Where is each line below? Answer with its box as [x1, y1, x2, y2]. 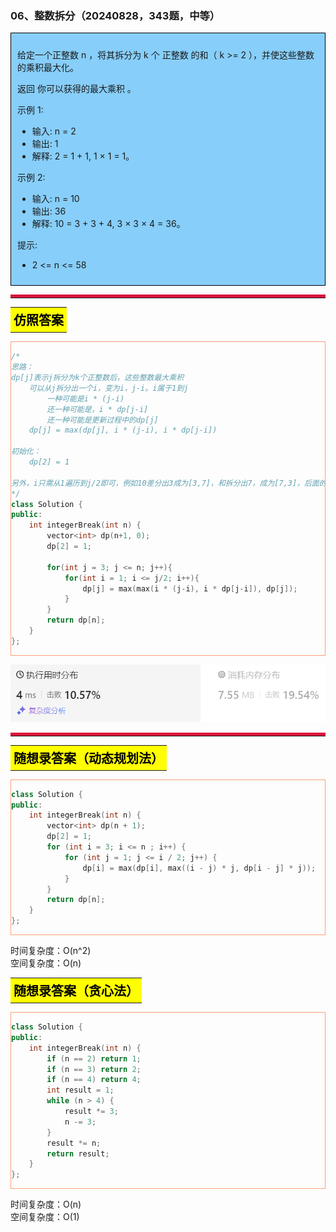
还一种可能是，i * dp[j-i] [46, 404, 149, 414]
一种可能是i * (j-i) [46, 393, 125, 404]
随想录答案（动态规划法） [13, 750, 164, 767]
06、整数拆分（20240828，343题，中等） [10, 8, 221, 22]
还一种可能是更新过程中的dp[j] [46, 415, 159, 425]
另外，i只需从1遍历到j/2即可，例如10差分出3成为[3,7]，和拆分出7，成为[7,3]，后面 [11, 478, 320, 488]
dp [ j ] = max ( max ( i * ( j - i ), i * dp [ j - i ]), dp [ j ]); [82, 583, 298, 594]
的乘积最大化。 [17, 62, 79, 74]
